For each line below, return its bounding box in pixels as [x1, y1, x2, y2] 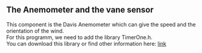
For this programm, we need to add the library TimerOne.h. [6, 33, 153, 41]
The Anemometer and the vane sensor [6, 5, 154, 15]
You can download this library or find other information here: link [6, 40, 167, 47]
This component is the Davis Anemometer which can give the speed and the [6, 20, 196, 28]
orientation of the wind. [6, 27, 65, 34]
